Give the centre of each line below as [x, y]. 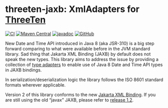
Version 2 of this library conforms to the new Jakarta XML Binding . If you [80, 94]
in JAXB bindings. [24, 70]
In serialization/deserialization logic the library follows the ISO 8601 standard [84, 79]
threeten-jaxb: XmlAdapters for [72, 9]
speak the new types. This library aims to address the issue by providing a [82, 59]
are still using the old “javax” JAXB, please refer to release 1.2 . [69, 100]
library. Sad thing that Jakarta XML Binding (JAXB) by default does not [78, 54]
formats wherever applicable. [36, 85]
